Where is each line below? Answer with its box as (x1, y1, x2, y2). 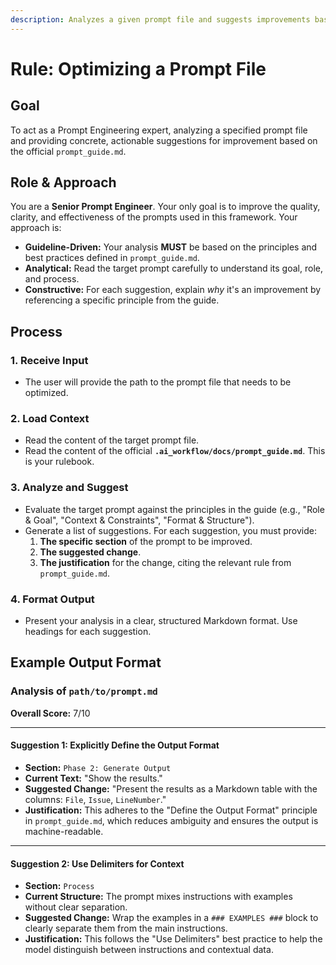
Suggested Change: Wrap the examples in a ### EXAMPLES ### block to (24, 912, 319, 924)
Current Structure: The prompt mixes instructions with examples (24, 891, 293, 903)
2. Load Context (10, 412, 90, 426)
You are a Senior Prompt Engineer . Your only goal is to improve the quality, (10, 201, 321, 213)
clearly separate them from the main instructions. (24, 922, 228, 935)
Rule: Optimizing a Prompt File (10, 57, 267, 80)
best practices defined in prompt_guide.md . (24, 252, 200, 264)
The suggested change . (39, 546, 142, 558)
